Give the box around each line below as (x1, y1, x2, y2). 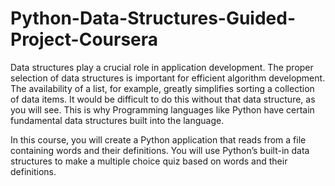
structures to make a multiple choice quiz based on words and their (10, 155, 288, 167)
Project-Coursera (10, 28, 159, 51)
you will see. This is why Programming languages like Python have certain (10, 103, 315, 116)
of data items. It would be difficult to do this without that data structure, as (10, 93, 316, 105)
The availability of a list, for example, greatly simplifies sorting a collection (10, 82, 315, 94)
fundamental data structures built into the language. (10, 114, 225, 126)
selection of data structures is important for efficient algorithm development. (10, 72, 326, 84)
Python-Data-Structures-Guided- (10, 7, 297, 30)
